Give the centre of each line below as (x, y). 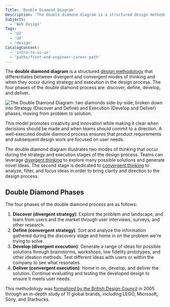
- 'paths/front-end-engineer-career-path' (55, 57)
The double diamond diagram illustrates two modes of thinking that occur (82, 149)
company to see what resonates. (47, 263)
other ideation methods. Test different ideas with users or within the (83, 257)
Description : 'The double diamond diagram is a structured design (77, 15)
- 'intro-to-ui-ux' (30, 52)
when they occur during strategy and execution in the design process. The (83, 82)
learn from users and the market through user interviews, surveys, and (86, 220)
